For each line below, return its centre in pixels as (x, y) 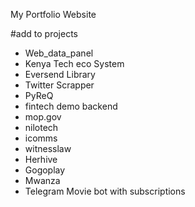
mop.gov (43, 117)
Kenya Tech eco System (74, 63)
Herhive (41, 159)
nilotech (41, 127)
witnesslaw (48, 148)
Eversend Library (60, 74)
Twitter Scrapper (59, 85)
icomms (41, 138)
